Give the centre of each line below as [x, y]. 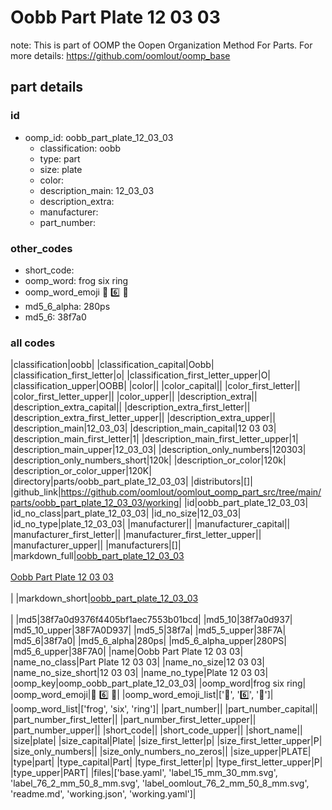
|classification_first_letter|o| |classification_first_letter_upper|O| [141, 375]
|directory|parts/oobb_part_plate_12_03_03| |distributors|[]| [131, 482]
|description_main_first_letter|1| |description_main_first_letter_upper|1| [154, 439]
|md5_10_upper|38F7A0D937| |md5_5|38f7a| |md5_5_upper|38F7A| [148, 630]
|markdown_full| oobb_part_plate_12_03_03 [97, 556]
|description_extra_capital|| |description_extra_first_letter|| [130, 407]
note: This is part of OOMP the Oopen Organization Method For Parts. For [161, 45]
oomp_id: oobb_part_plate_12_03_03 [99, 137]
